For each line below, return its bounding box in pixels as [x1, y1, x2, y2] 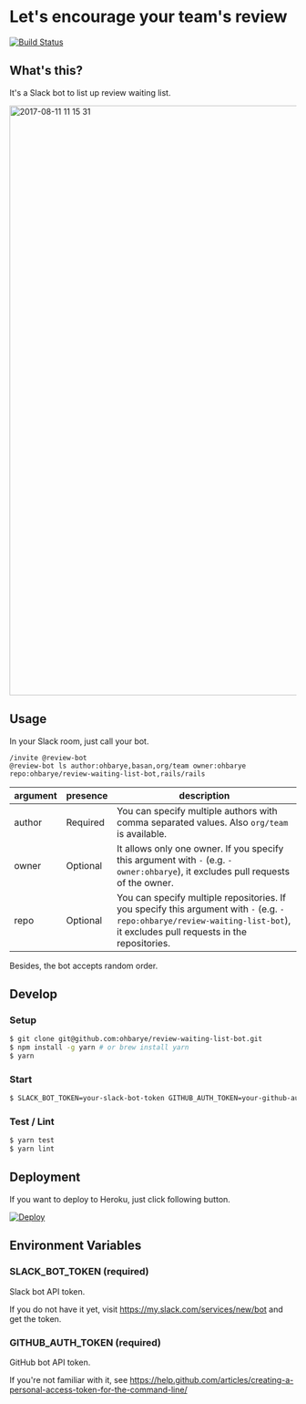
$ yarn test [9, 1136, 55, 1145]
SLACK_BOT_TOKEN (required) [9, 1265, 149, 1278]
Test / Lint [9, 1115, 55, 1128]
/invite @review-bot [9, 753, 88, 762]
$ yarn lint [9, 1144, 55, 1154]
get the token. [9, 1313, 62, 1324]
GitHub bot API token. [9, 1357, 91, 1368]
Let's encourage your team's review [9, 6, 288, 27]
